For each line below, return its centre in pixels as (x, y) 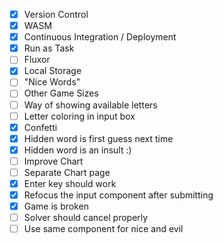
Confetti (40, 127)
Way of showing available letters (90, 105)
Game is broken (56, 206)
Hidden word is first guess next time (98, 138)
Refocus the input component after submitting (118, 195)
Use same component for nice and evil (103, 229)
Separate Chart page (67, 172)
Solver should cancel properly (86, 218)
